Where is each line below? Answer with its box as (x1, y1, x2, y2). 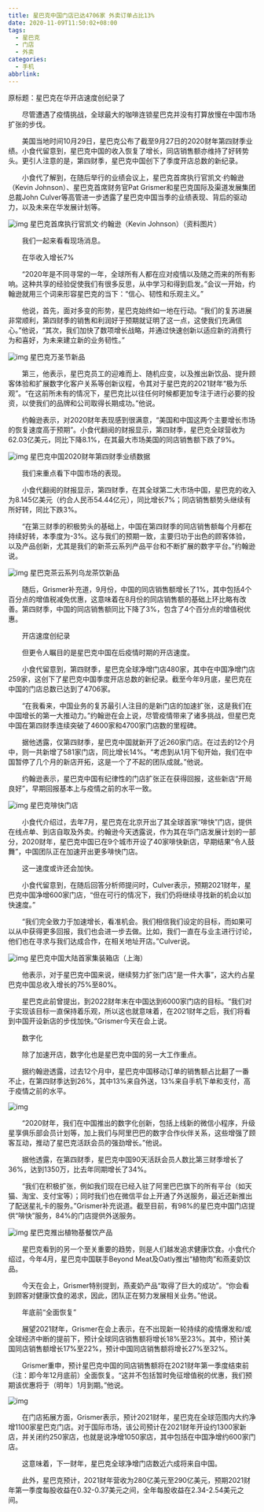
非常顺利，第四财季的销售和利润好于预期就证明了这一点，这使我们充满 (8, 315, 236, 325)
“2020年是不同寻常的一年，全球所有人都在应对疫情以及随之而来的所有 (21, 269, 249, 278)
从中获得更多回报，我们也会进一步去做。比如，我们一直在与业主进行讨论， (14, 926, 256, 936)
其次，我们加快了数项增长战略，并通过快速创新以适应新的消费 (45, 325, 245, 335)
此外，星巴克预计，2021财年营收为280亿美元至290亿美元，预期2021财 (21, 1475, 251, 1484)
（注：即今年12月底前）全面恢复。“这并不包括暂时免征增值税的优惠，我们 (8, 1370, 246, 1380)
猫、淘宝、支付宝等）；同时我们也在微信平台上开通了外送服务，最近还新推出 (8, 1191, 253, 1201)
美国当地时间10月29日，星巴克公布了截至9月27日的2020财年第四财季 (21, 136, 246, 146)
